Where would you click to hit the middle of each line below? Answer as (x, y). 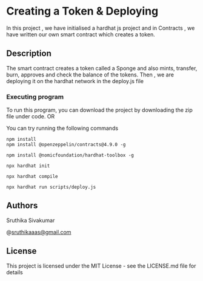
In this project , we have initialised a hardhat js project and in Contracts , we (101, 28)
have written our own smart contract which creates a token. (81, 34)
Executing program (35, 96)
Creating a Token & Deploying (82, 11)
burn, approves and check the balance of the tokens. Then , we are (90, 75)
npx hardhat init (28, 166)
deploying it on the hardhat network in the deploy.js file (75, 81)
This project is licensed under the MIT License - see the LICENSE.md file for (101, 266)
